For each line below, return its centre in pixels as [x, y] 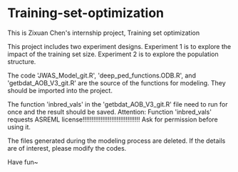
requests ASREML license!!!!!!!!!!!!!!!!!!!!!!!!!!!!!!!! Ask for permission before [113, 119]
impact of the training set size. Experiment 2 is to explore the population [113, 54]
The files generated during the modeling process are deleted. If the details [117, 141]
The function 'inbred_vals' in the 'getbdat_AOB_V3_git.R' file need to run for [118, 104]
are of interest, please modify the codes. [67, 148]
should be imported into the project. [60, 90]
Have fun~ [23, 162]
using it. [19, 127]
